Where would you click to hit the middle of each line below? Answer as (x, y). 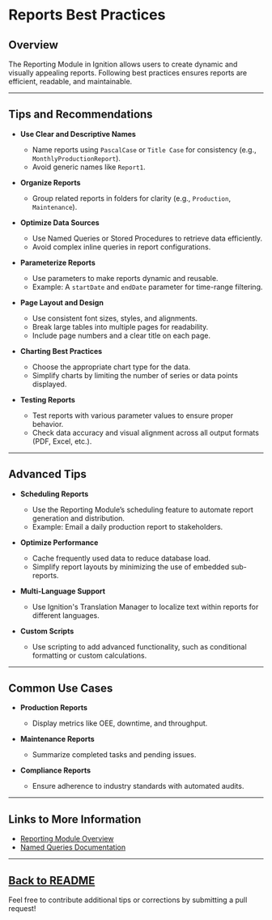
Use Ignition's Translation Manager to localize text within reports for (145, 607)
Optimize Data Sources (59, 222)
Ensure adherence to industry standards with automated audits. (138, 786)
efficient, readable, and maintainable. (70, 81)
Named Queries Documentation (73, 847)
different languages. (66, 615)
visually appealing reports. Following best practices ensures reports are (128, 73)
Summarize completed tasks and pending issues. (114, 755)
